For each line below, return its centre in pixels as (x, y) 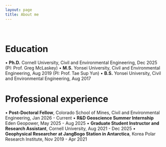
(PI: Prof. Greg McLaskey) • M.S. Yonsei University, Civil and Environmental (83, 68)
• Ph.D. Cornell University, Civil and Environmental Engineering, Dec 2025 (81, 62)
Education (27, 49)
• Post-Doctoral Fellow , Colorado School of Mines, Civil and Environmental (83, 112)
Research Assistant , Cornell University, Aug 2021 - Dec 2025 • (71, 128)
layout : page (19, 10)
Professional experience (57, 99)
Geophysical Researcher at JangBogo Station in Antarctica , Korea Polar (81, 134)
